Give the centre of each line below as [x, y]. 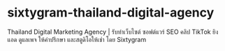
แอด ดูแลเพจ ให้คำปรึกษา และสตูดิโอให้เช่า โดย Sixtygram [77, 39]
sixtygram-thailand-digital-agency [111, 13]
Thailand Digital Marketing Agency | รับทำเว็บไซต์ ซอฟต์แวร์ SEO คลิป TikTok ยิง [113, 32]
